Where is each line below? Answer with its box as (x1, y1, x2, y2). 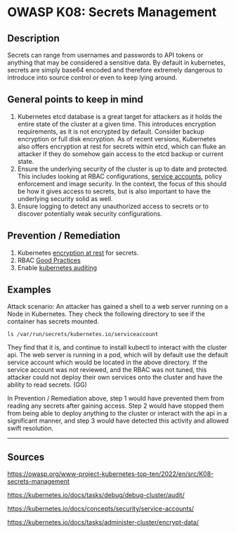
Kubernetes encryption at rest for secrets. (17, 248, 139, 257)
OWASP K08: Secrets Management (7, 4, 217, 20)
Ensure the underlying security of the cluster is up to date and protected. (17, 165, 228, 173)
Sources (7, 451, 45, 463)
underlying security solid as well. (17, 194, 113, 203)
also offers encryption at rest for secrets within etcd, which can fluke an (17, 142, 226, 150)
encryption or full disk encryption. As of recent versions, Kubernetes (17, 134, 216, 143)
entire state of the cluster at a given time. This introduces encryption (17, 120, 216, 128)
